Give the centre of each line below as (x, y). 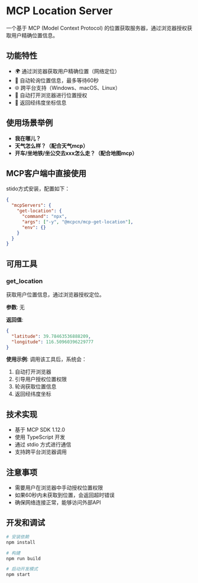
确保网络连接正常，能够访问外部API (58, 503)
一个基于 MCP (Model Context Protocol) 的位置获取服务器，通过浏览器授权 (97, 28)
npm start (18, 575)
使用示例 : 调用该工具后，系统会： (46, 359)
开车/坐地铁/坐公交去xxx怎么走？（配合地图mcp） (76, 153)
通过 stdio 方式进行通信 (43, 445)
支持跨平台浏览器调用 (40, 452)
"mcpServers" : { (31, 206)
